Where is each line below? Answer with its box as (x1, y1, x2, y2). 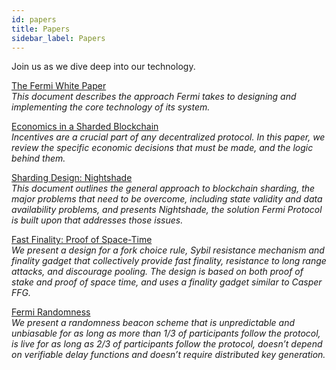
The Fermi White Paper (11, 80, 107, 92)
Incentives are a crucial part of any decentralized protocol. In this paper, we (11, 131, 326, 143)
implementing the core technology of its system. (11, 101, 211, 113)
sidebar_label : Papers (11, 33, 106, 43)
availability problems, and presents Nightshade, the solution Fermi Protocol (11, 204, 323, 216)
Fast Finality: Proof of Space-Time (11, 234, 153, 246)
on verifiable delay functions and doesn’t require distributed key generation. (11, 349, 326, 361)
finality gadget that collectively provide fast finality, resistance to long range (11, 255, 327, 267)
